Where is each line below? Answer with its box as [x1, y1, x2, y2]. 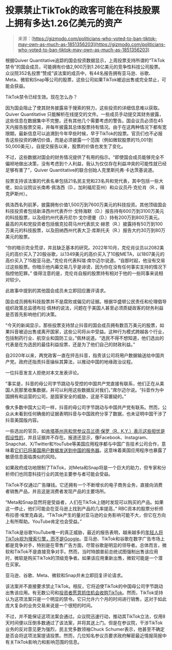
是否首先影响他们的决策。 [5, 311, 59, 317]
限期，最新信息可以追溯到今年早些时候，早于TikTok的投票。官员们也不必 [5, 130, 159, 136]
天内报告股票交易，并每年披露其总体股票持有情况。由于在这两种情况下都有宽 [5, 124, 167, 130]
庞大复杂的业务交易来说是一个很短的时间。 [5, 602, 95, 608]
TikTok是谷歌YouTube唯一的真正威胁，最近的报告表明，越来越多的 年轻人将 [5, 529, 163, 535]
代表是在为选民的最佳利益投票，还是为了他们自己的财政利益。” [5, 341, 136, 347]
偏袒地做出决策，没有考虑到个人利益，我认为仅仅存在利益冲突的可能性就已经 [5, 160, 167, 167]
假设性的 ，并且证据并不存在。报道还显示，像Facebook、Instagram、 [5, 434, 150, 440]
